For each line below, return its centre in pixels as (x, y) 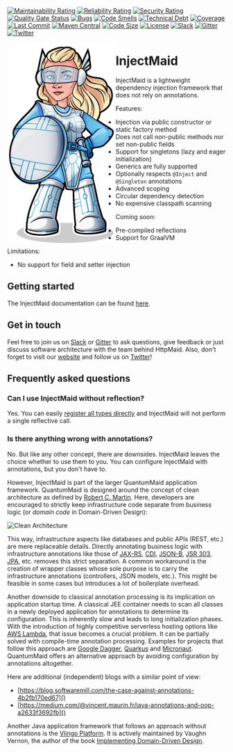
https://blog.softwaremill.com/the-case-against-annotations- (107, 690)
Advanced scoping (143, 189)
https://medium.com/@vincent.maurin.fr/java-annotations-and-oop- (117, 705)
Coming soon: (136, 216)
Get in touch (34, 325)
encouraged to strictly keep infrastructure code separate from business (110, 504)
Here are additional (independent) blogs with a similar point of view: (104, 677)
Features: (129, 109)
